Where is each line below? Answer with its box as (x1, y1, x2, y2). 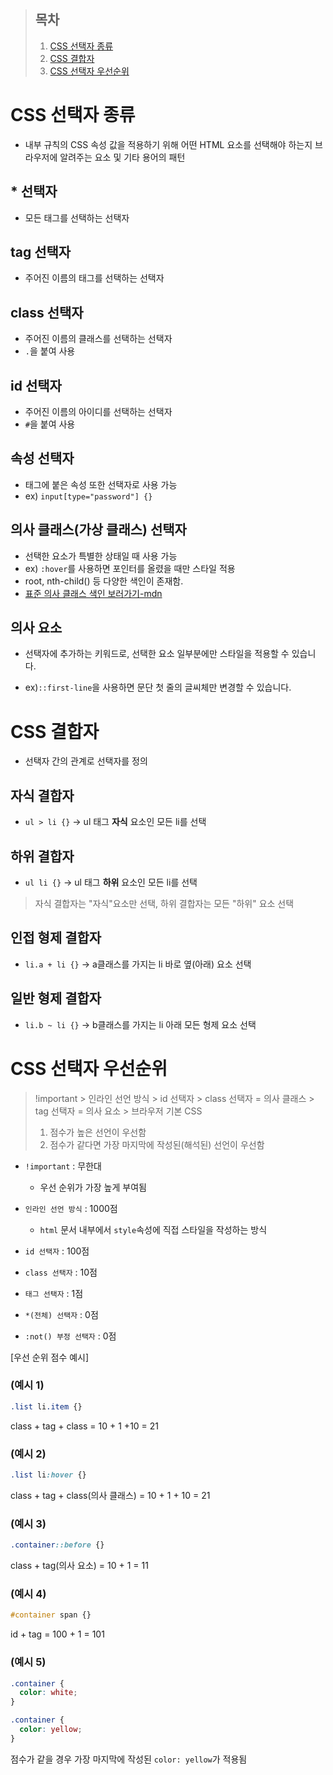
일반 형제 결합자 (10, 990, 102, 1007)
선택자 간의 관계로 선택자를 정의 (24, 755, 148, 767)
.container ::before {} (10, 1540, 105, 1550)
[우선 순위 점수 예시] (10, 1351, 90, 1363)
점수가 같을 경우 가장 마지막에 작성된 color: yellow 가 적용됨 (10, 1753, 248, 1765)
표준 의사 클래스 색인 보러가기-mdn (24, 587, 163, 599)
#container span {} (10, 1610, 92, 1620)
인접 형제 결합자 (10, 930, 102, 947)
